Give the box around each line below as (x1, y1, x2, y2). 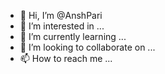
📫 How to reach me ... (19, 53, 113, 64)
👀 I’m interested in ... (19, 20, 105, 32)
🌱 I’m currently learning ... (19, 31, 127, 42)
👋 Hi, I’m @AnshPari (19, 10, 103, 21)
